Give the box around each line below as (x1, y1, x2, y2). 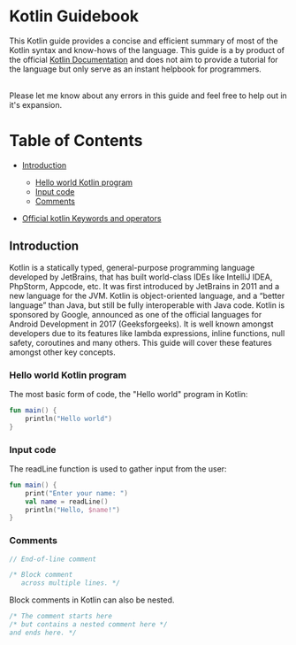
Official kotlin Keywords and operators (21, 212, 162, 223)
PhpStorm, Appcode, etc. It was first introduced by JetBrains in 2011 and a (9, 280, 280, 291)
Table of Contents (9, 131, 143, 151)
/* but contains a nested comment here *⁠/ (9, 620, 168, 629)
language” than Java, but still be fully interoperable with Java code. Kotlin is (9, 299, 285, 311)
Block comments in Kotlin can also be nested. (9, 595, 175, 605)
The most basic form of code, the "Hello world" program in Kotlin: (9, 388, 248, 399)
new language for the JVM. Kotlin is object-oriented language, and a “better (9, 290, 285, 301)
